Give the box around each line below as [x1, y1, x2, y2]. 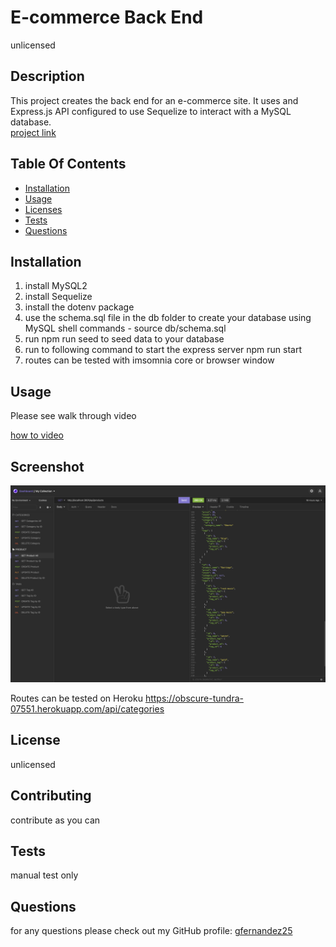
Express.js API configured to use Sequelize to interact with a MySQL [10, 105, 292, 117]
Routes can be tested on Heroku [10, 692, 143, 704]
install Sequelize [24, 291, 93, 303]
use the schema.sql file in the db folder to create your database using [24, 312, 312, 324]
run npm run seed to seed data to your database [24, 333, 225, 345]
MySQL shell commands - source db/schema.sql [24, 322, 227, 335]
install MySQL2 [24, 280, 88, 292]
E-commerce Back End [10, 6, 204, 29]
